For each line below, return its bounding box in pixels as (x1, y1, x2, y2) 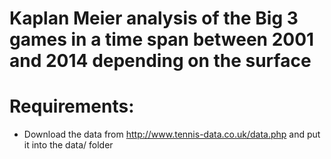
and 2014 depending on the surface (9, 50, 312, 72)
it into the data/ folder (23, 139, 114, 151)
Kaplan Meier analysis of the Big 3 (9, 7, 299, 30)
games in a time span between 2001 (9, 28, 315, 51)
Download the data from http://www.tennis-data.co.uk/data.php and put (23, 128, 321, 141)
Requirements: (9, 95, 135, 118)
